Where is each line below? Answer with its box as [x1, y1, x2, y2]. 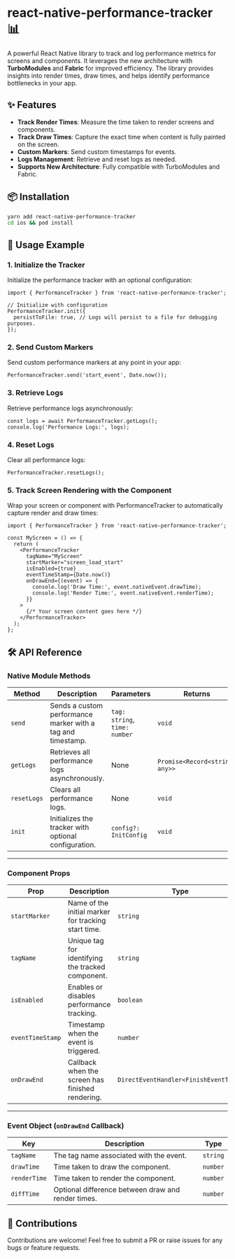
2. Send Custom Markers [7, 342, 94, 352]
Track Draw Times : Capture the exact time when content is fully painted [17, 132, 226, 141]
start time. [67, 924, 101, 934]
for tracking [67, 916, 106, 926]
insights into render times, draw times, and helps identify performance [7, 71, 210, 80]
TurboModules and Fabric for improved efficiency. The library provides [7, 64, 214, 72]
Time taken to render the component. [53, 1174, 176, 1183]
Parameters [111, 688, 151, 698]
